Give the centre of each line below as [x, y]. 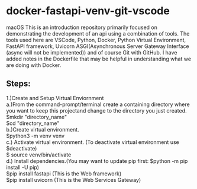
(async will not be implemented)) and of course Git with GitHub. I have [92, 52]
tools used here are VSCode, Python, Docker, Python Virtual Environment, [96, 40]
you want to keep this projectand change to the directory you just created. [97, 110]
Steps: [18, 84]
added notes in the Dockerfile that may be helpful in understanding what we [98, 59]
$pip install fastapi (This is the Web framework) [64, 174]
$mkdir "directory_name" [37, 117]
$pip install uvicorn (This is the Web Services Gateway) [74, 180]
